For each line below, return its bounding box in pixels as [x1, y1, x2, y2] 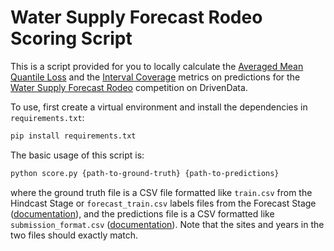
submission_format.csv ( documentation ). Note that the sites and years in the [10, 218, 325, 230]
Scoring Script [10, 27, 133, 50]
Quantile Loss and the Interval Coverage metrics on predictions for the [10, 71, 301, 83]
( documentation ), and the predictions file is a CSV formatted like [10, 207, 275, 220]
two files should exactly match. [10, 229, 139, 241]
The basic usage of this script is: [10, 149, 145, 161]
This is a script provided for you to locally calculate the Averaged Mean [10, 60, 304, 72]
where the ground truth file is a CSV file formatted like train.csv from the [10, 186, 313, 198]
